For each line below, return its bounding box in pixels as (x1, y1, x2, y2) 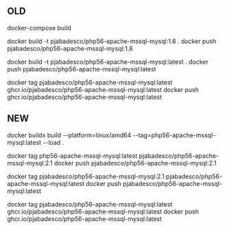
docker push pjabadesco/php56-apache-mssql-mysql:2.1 (53, 159, 217, 167)
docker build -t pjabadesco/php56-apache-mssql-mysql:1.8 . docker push (7, 37, 217, 45)
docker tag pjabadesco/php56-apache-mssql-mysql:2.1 (7, 172, 165, 181)
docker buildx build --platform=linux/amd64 (7, 130, 132, 139)
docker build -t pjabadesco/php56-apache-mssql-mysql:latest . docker (7, 58, 209, 66)
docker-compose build (7, 23, 71, 32)
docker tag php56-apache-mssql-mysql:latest (7, 151, 138, 160)
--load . (43, 138, 64, 146)
